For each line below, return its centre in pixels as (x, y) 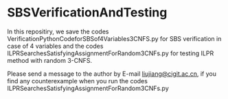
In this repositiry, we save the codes (58, 31)
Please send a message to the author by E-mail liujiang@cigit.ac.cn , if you (112, 74)
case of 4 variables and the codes (55, 46)
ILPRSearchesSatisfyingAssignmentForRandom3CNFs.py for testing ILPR (111, 53)
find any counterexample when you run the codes (77, 81)
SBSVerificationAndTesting (87, 13)
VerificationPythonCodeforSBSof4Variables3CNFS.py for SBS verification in (114, 38)
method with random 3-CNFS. (50, 60)
